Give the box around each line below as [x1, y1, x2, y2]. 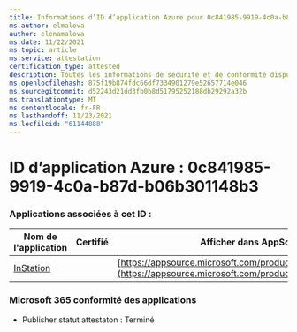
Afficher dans [200, 236, 259, 248]
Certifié [75, 236, 109, 248]
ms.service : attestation [9, 54, 101, 63]
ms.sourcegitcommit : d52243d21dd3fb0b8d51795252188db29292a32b [9, 87, 247, 95]
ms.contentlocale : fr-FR [9, 103, 101, 112]
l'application [13, 242, 68, 254]
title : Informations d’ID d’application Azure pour [9, 12, 203, 22]
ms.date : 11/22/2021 [9, 37, 86, 47]
